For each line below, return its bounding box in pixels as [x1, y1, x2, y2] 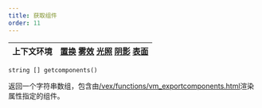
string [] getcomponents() [8, 66, 98, 74]
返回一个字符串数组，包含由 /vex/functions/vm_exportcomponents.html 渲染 [8, 81, 255, 91]
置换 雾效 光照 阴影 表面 [60, 45, 149, 56]
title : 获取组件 [8, 11, 57, 20]
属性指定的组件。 [8, 91, 65, 100]
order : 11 [8, 19, 41, 27]
